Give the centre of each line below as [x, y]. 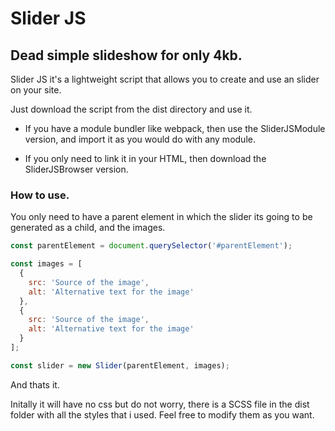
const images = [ [46, 264]
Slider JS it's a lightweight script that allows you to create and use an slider [165, 79]
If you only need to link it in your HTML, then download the [145, 158]
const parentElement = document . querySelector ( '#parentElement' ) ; [151, 246]
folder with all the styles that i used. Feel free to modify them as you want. [162, 414]
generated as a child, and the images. [88, 228]
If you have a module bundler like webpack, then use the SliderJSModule [175, 128]
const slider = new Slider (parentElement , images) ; [120, 365]
